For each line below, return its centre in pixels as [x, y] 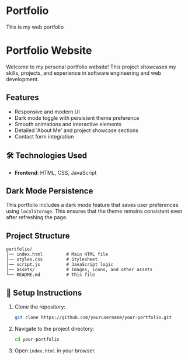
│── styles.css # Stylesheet [52, 259]
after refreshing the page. [37, 217]
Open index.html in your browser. [55, 350]
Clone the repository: [40, 307]
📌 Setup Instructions [44, 292]
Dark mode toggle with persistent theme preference [77, 117]
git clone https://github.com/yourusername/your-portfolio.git [93, 317]
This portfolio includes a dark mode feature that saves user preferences [93, 205]
